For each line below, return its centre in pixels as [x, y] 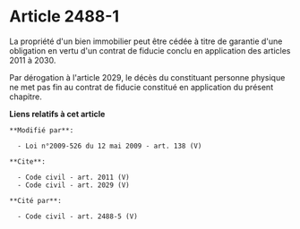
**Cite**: [28, 161]
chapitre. [26, 97]
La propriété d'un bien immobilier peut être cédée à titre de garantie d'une [146, 41]
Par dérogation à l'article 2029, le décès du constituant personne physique [147, 77]
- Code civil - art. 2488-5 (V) [78, 216]
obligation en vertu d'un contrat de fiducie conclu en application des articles [150, 50]
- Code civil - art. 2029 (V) [73, 185]
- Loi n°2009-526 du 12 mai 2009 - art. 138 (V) [110, 146]
